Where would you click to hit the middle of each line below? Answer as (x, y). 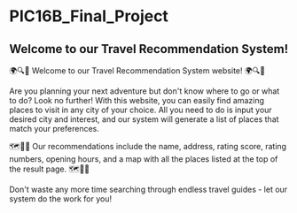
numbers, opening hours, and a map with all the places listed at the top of (144, 159)
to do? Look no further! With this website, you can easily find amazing (137, 100)
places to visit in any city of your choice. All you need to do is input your (141, 110)
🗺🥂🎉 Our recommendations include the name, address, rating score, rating (148, 146)
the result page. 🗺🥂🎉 (50, 169)
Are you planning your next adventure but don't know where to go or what (145, 91)
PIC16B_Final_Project (89, 16)
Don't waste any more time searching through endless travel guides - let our (148, 189)
